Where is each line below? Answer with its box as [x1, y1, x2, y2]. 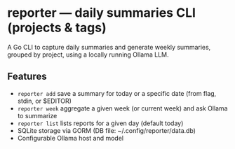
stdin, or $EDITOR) [17, 97, 72, 105]
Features [7, 71, 47, 83]
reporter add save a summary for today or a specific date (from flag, [17, 89, 217, 97]
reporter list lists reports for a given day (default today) [17, 119, 184, 127]
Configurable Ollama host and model [17, 134, 124, 142]
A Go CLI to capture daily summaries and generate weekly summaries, [7, 43, 211, 51]
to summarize [17, 111, 58, 120]
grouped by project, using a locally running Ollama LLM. [7, 50, 170, 59]
